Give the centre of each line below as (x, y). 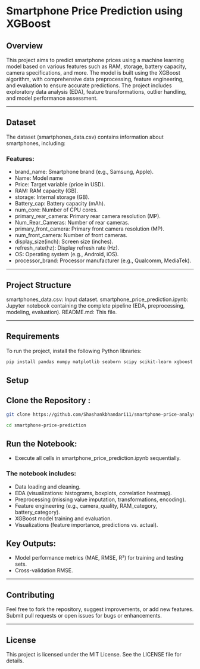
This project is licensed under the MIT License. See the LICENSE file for (94, 655)
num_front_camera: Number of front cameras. (71, 235)
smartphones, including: (36, 143)
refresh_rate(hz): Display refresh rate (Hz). (67, 248)
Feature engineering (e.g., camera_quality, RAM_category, (86, 505)
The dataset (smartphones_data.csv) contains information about (85, 137)
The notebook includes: (41, 474)
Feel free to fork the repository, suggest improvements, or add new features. (100, 609)
